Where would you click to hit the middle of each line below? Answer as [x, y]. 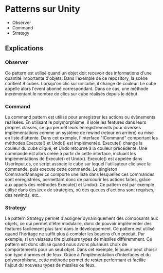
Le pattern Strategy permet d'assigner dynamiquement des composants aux [81, 218]
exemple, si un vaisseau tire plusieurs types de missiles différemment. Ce [79, 239]
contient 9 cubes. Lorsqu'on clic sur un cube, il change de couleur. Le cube [81, 83]
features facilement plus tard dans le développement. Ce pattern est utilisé [80, 229]
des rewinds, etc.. [23, 195]
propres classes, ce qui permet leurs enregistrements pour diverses [73, 127]
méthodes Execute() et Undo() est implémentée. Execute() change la [74, 143]
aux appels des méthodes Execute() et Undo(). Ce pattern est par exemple [80, 184]
